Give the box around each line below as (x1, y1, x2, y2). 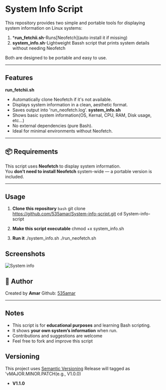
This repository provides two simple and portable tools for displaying (5, 20, 145, 26)
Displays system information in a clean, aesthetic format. (12, 101, 128, 107)
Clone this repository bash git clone (12, 206, 85, 212)
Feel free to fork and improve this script (12, 338, 93, 344)
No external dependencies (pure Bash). (12, 123, 93, 129)
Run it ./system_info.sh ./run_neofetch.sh (12, 235, 96, 241)
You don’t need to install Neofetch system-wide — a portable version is (5, 168, 152, 174)
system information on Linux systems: (5, 25, 83, 31)
